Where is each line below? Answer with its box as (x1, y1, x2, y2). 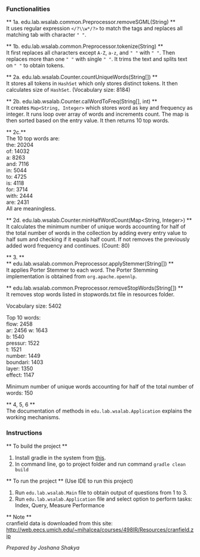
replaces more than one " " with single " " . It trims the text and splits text (6, 56, 187, 63)
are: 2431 (6, 198, 29, 206)
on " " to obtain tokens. (6, 62, 64, 69)
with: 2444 (6, 192, 33, 200)
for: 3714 (6, 186, 28, 193)
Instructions (6, 429, 43, 437)
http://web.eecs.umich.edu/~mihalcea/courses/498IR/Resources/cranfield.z (6, 526, 194, 533)
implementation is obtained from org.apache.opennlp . (6, 273, 137, 280)
